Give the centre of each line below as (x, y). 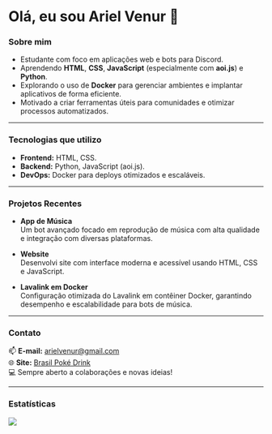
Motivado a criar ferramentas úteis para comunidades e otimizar (127, 103)
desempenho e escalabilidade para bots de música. (106, 304)
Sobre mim (30, 42)
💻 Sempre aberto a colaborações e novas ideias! (90, 372)
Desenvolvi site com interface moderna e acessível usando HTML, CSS (139, 263)
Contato (25, 333)
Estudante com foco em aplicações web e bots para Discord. (122, 59)
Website (34, 254)
